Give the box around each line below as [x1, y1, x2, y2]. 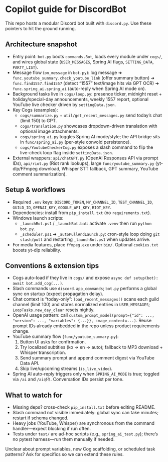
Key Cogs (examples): [12, 107, 59, 113]
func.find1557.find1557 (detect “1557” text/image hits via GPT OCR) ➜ [12, 80, 159, 86]
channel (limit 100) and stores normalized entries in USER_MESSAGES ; [12, 302, 150, 308]
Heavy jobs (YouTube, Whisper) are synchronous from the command [12, 420, 154, 426]
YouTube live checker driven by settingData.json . [12, 102, 116, 108]
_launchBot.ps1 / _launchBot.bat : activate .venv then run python [20, 220, 152, 226]
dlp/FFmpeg [12, 165, 38, 171]
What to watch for [5, 391, 63, 399]
